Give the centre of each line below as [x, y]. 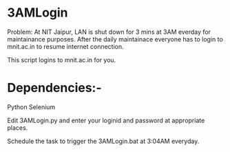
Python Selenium [31, 107]
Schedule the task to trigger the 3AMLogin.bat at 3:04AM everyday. [103, 141]
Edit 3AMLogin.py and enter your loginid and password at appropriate [106, 120]
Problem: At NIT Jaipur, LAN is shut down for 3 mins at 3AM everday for [109, 32]
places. [18, 127]
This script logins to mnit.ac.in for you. [62, 59]
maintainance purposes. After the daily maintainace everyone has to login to [115, 39]
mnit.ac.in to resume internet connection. [65, 46]
